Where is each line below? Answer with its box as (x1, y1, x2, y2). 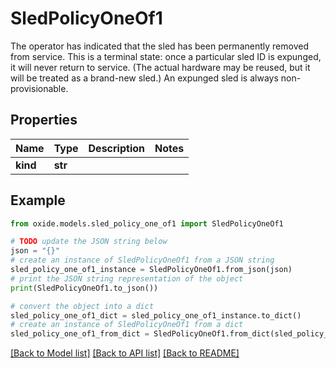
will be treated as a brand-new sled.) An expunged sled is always (10, 72, 279, 84)
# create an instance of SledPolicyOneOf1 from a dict (10, 320, 244, 330)
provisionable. (10, 82, 69, 94)
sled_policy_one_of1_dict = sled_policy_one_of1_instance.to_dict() (10, 310, 302, 321)
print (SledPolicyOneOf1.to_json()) (10, 283, 159, 293)
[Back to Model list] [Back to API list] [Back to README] (10, 347, 240, 359)
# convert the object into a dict (10, 301, 155, 311)
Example (10, 192, 66, 209)
